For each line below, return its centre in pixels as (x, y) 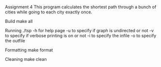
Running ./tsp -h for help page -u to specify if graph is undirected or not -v (79, 30)
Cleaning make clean (26, 59)
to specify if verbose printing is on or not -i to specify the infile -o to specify (80, 36)
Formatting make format (29, 50)
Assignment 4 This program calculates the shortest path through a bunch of (81, 7)
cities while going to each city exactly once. (49, 12)
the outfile (15, 41)
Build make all (19, 21)
